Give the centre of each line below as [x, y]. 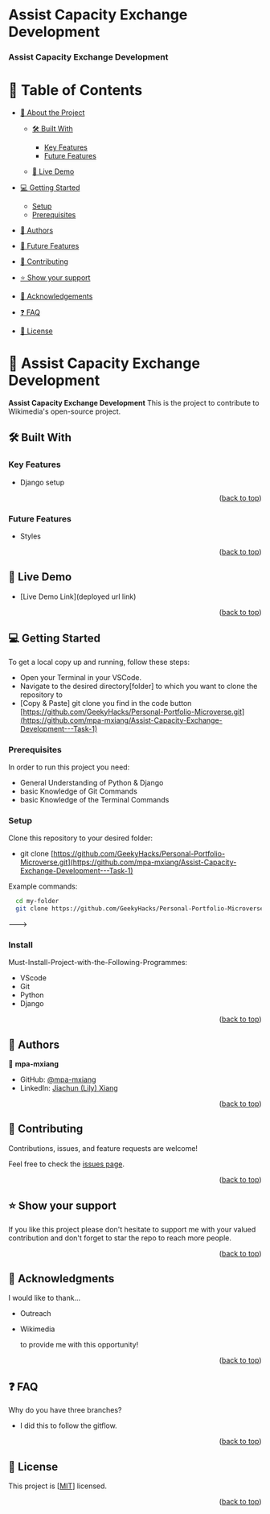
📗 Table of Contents [76, 91]
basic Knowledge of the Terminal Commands [94, 799]
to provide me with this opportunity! [79, 1345]
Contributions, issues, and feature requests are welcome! [103, 1148]
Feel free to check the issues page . [66, 1164]
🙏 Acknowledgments [61, 1279]
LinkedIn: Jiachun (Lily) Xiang [69, 1088]
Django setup [42, 482]
